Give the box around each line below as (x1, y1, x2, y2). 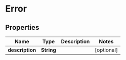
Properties (5, 23, 39, 32)
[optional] (94, 46, 118, 53)
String (40, 46, 57, 53)
